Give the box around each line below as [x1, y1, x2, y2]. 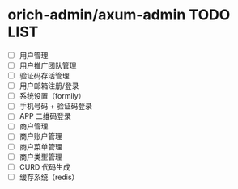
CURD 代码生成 [19, 162, 70, 171]
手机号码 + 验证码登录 [19, 101, 92, 111]
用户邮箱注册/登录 [19, 81, 79, 90]
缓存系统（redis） [19, 172, 79, 182]
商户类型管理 [19, 152, 62, 162]
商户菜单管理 [19, 141, 62, 151]
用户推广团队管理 [19, 61, 77, 70]
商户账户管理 [19, 132, 62, 141]
